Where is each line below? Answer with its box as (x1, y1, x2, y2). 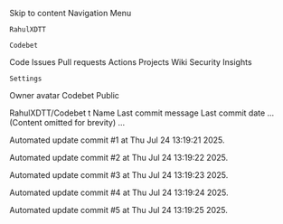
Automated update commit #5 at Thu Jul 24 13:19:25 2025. (9, 205, 229, 215)
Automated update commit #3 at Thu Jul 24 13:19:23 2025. (9, 170, 229, 180)
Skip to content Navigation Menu (9, 8, 132, 18)
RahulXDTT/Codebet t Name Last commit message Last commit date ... (9, 107, 275, 118)
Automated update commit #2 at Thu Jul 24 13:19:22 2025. (9, 153, 229, 163)
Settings (9, 74, 42, 83)
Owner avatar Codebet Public (9, 90, 120, 100)
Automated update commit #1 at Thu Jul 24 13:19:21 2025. (9, 135, 225, 145)
